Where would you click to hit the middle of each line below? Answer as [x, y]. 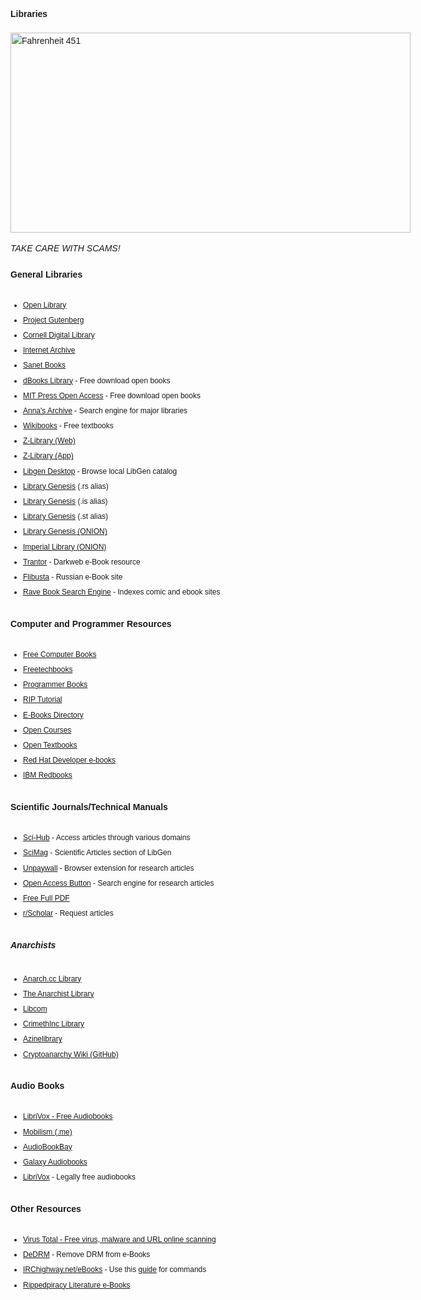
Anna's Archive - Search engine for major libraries [105, 410]
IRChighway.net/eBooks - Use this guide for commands [115, 1270]
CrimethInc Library [54, 1024]
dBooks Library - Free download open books [97, 380]
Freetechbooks [48, 670]
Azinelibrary [43, 1039]
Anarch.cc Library [52, 978]
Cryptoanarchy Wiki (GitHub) [71, 1054]
